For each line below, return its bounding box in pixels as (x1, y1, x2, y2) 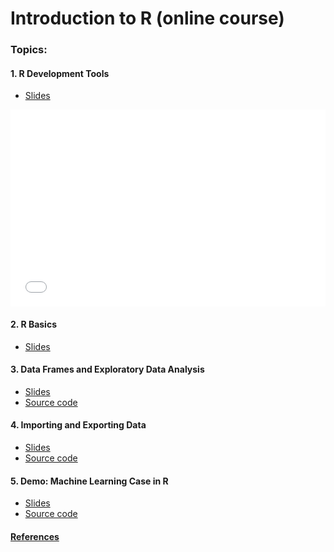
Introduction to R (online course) (10, 7, 285, 30)
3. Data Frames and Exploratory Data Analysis (10, 363, 205, 376)
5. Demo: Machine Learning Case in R (10, 475, 169, 487)
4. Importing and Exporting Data (10, 419, 147, 431)
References (10, 530, 60, 542)
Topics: (10, 43, 48, 57)
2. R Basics (10, 318, 57, 330)
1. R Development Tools (10, 67, 110, 79)
